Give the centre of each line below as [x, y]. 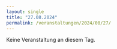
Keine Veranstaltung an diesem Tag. [51, 40]
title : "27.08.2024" [32, 17]
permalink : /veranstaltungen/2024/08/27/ [59, 23]
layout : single [25, 12]
